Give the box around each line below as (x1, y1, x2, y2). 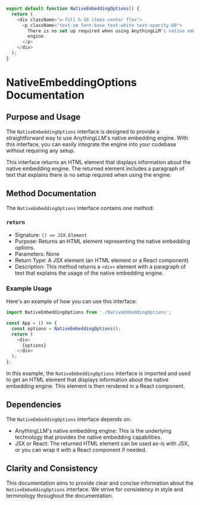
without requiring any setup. (6, 147, 76, 154)
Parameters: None (14, 250, 60, 257)
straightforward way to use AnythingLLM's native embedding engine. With (6, 134, 189, 141)
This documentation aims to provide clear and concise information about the (6, 479, 193, 486)
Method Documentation (6, 189, 96, 199)
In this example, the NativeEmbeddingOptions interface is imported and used (6, 370, 191, 377)
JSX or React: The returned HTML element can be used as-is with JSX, (14, 439, 189, 447)
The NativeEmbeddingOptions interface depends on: (6, 415, 132, 423)
